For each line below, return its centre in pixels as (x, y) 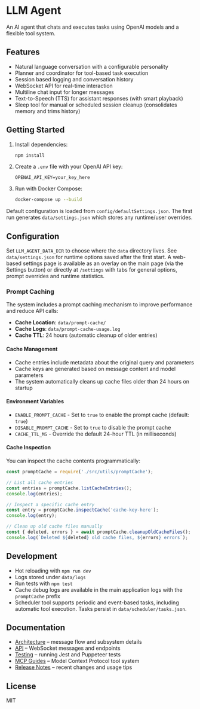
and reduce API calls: (32, 311)
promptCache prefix (38, 596)
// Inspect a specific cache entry (50, 504)
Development (32, 556)
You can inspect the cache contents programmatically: (73, 461)
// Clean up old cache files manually (54, 527)
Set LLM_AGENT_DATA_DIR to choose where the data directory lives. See (92, 251)
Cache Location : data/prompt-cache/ (60, 322)
